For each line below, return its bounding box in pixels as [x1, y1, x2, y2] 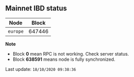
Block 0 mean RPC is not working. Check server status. [12, 50, 129, 57]
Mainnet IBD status [5, 4, 67, 13]
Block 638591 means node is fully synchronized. [12, 56, 116, 62]
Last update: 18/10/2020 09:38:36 [5, 66, 76, 72]
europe [8, 28, 24, 34]
